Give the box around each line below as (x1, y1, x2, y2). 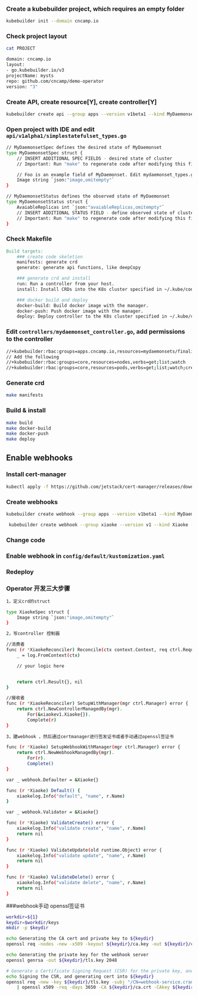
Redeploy (6, 567, 34, 575)
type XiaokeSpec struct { (6, 609, 70, 615)
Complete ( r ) (27, 717, 57, 723)
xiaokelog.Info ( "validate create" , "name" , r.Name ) (16, 826, 146, 832)
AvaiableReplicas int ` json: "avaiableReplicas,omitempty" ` (16, 204, 165, 210)
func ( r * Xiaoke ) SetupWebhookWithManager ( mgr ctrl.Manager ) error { (6, 744, 181, 750)
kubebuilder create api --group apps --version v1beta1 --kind (6, 111, 165, 117)
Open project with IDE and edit (6, 125, 95, 133)
